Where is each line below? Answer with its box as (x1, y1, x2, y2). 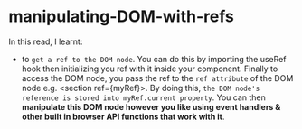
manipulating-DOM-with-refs (8, 6, 234, 27)
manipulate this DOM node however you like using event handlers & (21, 101, 281, 112)
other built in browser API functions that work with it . (21, 111, 225, 122)
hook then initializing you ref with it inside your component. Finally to (21, 63, 278, 74)
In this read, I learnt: (8, 36, 83, 47)
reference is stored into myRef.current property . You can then (21, 92, 266, 103)
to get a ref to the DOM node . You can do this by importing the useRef (21, 53, 287, 64)
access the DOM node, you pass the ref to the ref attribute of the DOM (21, 72, 294, 83)
